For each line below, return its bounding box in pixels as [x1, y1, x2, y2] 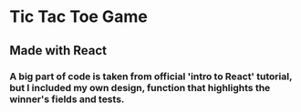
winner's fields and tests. [9, 93, 125, 106]
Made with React [9, 43, 108, 58]
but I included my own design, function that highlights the [9, 81, 271, 94]
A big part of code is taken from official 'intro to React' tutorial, [9, 70, 293, 83]
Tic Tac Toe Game [9, 6, 148, 27]
